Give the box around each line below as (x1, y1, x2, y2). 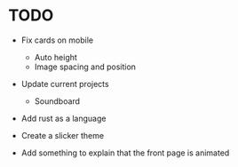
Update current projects (20, 78, 109, 89)
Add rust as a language (20, 113, 107, 123)
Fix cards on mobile (20, 35, 94, 45)
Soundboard (34, 95, 81, 107)
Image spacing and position (34, 61, 137, 72)
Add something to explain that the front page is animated (20, 147, 230, 158)
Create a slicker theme (20, 130, 104, 140)
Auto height (34, 52, 77, 62)
